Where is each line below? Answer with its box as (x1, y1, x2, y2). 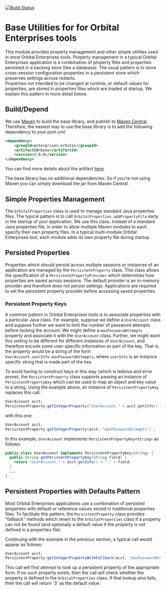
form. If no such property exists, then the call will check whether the (5, 570, 144, 576)
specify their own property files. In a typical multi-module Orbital (5, 229, 137, 235)
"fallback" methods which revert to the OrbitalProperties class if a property (5, 516, 161, 522)
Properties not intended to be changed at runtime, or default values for (5, 80, 149, 86)
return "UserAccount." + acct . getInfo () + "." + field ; (14, 460, 132, 465)
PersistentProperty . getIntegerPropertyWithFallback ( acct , (5, 555, 127, 561)
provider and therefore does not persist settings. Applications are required (5, 282, 157, 289)
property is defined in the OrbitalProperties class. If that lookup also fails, (5, 575, 157, 581)
